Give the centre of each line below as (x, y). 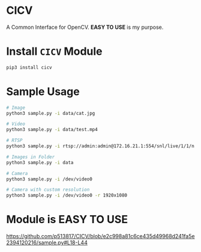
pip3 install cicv (29, 67)
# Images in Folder (31, 157)
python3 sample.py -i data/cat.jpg (51, 113)
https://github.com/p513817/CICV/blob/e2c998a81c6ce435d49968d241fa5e (100, 236)
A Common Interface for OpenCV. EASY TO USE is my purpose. (85, 27)
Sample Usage (43, 91)
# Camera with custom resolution (48, 190)
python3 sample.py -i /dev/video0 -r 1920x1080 (67, 195)
